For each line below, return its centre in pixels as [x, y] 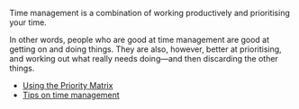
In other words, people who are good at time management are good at [140, 40]
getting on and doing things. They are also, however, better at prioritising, [145, 49]
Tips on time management [71, 95]
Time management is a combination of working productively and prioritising [149, 13]
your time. [28, 22]
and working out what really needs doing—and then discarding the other [144, 59]
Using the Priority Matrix [68, 85]
